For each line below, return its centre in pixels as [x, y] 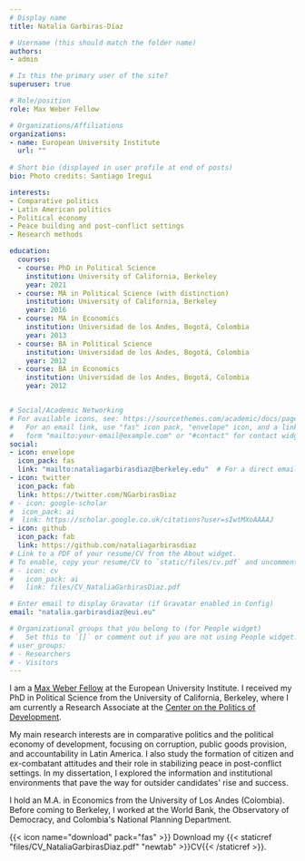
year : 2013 [46, 335]
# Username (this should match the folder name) [103, 43]
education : [30, 251]
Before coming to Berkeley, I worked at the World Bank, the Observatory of [149, 810]
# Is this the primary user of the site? [89, 76]
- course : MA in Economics [69, 318]
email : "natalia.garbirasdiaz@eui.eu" [83, 612]
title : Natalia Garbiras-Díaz [67, 26]
